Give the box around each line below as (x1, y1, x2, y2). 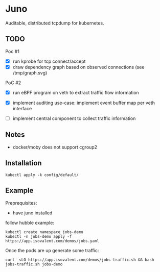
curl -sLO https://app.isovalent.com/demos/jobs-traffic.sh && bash (5, 257, 154, 262)
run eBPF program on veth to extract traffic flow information (12, 89, 139, 95)
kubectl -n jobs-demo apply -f (5, 234, 72, 239)
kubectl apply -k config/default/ (5, 172, 79, 178)
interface (12, 106, 32, 111)
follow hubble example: (5, 219, 55, 226)
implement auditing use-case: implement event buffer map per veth (12, 100, 155, 106)
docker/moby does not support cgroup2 (12, 144, 98, 150)
